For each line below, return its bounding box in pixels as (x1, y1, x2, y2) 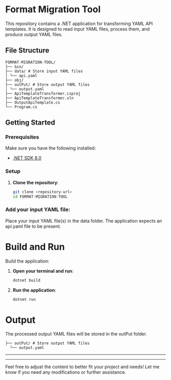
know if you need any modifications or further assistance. (5, 369, 126, 375)
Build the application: (5, 258, 50, 264)
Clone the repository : (12, 179, 59, 185)
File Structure (5, 46, 49, 55)
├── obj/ (5, 78, 24, 83)
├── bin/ (5, 64, 24, 69)
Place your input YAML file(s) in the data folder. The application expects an (5, 218, 162, 224)
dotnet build (12, 277, 41, 283)
